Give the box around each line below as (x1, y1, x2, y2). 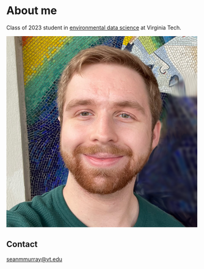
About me (6, 4, 57, 18)
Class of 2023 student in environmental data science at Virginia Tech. (6, 24, 181, 31)
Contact (6, 239, 38, 249)
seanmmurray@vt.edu (6, 255, 63, 263)
